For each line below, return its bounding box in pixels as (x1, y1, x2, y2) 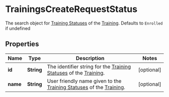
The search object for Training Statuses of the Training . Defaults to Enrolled (5, 20, 163, 26)
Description (75, 54, 105, 61)
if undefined (5, 25, 31, 31)
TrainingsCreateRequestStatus (5, 3, 137, 15)
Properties (5, 40, 39, 48)
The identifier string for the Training (47, 63, 131, 70)
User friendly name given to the (47, 77, 122, 84)
